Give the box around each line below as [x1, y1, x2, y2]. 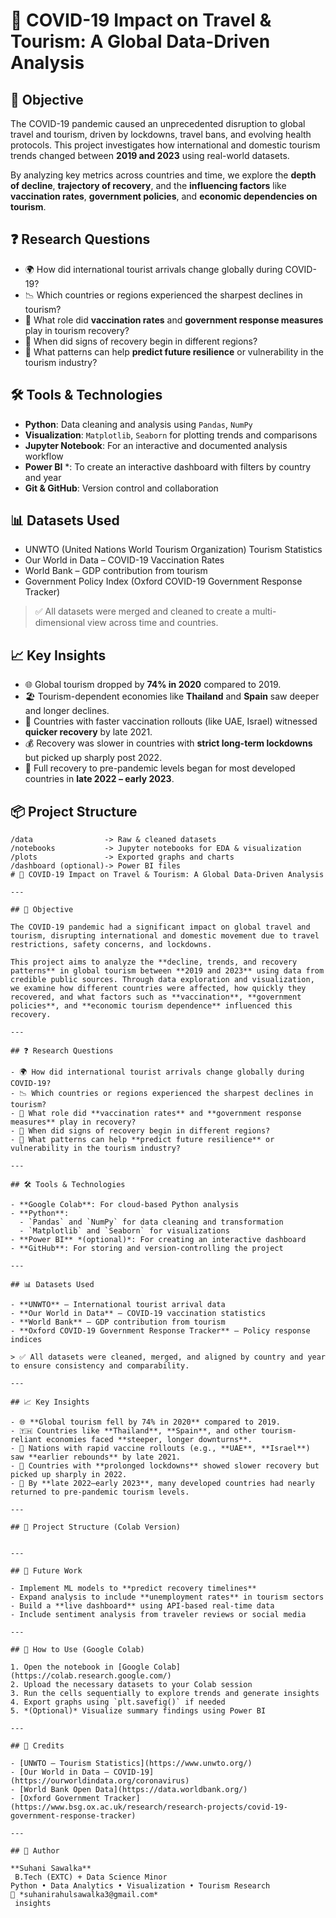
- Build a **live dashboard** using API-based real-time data [10, 1601, 275, 1611]
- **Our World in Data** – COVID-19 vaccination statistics [10, 1309, 267, 1319]
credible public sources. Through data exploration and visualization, [10, 975, 315, 985]
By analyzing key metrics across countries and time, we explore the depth [10, 169, 317, 181]
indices [10, 1335, 43, 1345]
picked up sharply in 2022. [10, 1470, 128, 1480]
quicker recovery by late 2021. [24, 726, 153, 738]
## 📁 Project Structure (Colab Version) [10, 1522, 182, 1533]
